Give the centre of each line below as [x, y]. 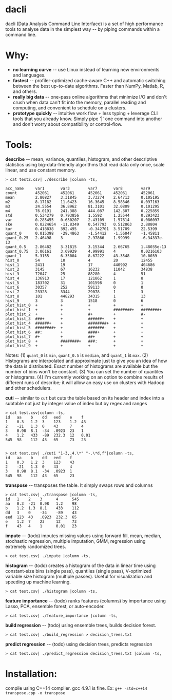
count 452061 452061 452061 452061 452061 [80, 193]
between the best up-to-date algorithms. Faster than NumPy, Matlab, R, [88, 86]
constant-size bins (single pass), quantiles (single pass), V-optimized [78, 571]
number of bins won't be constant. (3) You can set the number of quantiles [84, 371]
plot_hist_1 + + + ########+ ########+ [83, 310]
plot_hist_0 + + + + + [74, 305]
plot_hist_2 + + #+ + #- [75, 314]
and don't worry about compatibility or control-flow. [68, 124]
